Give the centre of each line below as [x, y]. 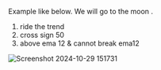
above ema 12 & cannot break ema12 [80, 43]
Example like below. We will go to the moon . [80, 11]
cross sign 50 [42, 35]
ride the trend [42, 26]
